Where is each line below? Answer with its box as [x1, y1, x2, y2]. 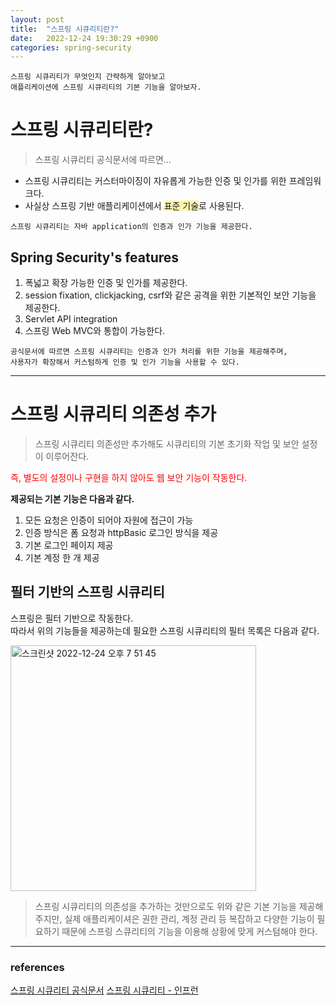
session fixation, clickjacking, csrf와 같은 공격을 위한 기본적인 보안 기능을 [24, 289, 317, 301]
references [10, 960, 65, 974]
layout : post [10, 14, 65, 25]
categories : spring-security [10, 42, 132, 53]
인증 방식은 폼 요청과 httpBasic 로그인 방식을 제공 [24, 526, 219, 538]
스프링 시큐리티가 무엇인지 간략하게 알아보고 [10, 72, 166, 82]
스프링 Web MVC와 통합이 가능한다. [24, 325, 166, 336]
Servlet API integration [24, 313, 118, 325]
